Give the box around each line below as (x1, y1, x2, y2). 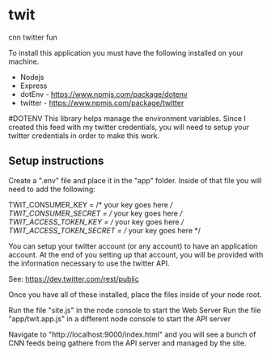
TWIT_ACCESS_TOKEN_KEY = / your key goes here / (8, 216, 184, 227)
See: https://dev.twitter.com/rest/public (8, 274, 139, 283)
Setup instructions (8, 154, 104, 168)
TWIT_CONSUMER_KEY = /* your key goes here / (8, 199, 173, 209)
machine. (8, 57, 40, 66)
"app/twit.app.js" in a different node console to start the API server (8, 313, 231, 324)
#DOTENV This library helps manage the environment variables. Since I (8, 113, 247, 123)
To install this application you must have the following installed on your (8, 48, 244, 57)
